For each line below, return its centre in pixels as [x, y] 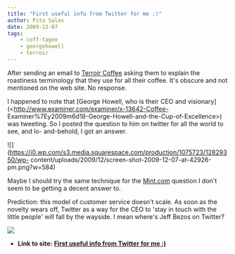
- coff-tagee [39, 40]
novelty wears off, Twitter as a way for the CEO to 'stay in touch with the [112, 209]
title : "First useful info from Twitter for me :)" [84, 14]
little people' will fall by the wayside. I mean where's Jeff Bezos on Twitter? [116, 216]
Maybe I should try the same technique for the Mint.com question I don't [112, 180]
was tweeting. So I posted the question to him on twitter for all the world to [115, 123]
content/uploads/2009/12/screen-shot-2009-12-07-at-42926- [121, 159]
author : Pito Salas [36, 20]
